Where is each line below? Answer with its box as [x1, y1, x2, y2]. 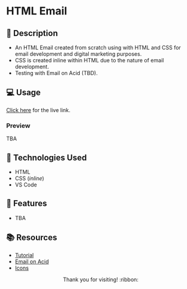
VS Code [14, 181, 37, 188]
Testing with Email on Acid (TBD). [14, 70, 98, 76]
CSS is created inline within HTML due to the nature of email [14, 57, 164, 64]
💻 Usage [6, 88, 41, 98]
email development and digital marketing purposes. [14, 50, 142, 58]
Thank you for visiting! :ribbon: [62, 276, 139, 283]
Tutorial [14, 251, 34, 258]
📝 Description [6, 28, 58, 38]
